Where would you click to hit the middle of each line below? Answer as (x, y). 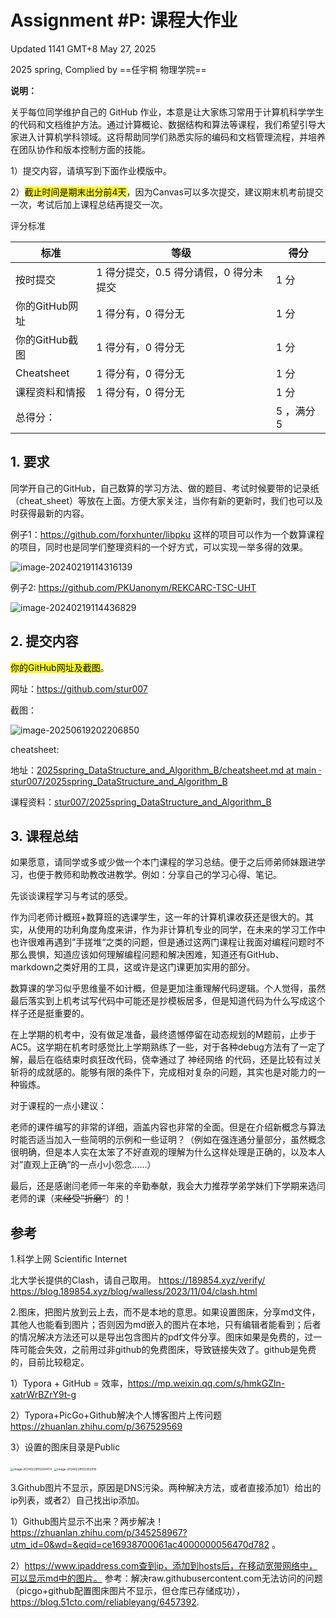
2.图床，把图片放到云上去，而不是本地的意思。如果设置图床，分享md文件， (165, 1312)
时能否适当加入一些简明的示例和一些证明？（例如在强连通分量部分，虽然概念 (168, 1140)
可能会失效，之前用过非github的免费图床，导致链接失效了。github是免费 (167, 1350)
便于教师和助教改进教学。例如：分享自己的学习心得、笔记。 (159, 875)
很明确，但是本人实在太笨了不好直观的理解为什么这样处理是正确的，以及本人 (168, 1152)
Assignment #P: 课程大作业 (124, 20)
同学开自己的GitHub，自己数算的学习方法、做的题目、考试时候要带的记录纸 (165, 488)
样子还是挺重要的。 (50, 1013)
